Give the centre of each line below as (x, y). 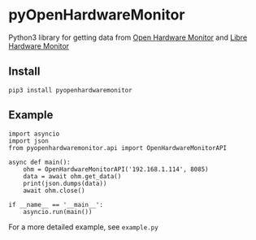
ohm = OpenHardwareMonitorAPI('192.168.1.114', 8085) (116, 169)
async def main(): (39, 162)
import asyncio (34, 134)
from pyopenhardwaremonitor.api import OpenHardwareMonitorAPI (118, 148)
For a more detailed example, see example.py (83, 227)
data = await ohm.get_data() (72, 176)
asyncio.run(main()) (58, 212)
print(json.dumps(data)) (65, 183)
